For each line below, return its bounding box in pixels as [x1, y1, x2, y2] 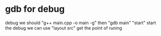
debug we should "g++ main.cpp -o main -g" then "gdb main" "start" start [5, 20, 157, 26]
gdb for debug [5, 3, 65, 15]
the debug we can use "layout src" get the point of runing [5, 25, 122, 31]
